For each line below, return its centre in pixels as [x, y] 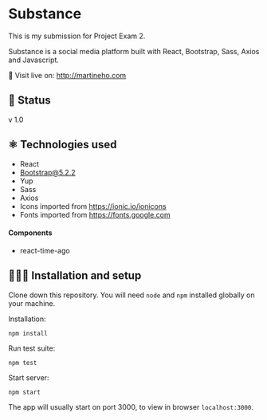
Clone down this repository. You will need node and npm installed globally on [132, 295]
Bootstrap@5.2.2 [47, 172]
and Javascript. [34, 60]
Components [30, 233]
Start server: [29, 377]
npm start [25, 392]
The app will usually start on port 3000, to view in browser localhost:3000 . [131, 406]
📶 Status [30, 100]
